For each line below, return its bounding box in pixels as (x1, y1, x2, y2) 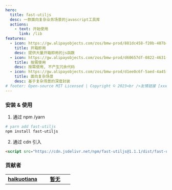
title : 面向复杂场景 (14, 74, 54, 79)
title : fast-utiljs (10, 12, 52, 17)
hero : (5, 7, 17, 13)
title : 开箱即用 (14, 45, 46, 51)
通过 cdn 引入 (12, 138, 42, 145)
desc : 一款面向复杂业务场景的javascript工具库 (10, 17, 100, 22)
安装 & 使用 (5, 101, 33, 108)
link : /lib (18, 31, 42, 36)
